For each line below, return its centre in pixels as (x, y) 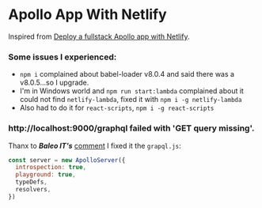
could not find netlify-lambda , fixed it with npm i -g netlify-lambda (131, 100)
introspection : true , (51, 168)
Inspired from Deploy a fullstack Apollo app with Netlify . (99, 36)
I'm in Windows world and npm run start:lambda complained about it (131, 91)
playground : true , (46, 175)
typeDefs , (31, 182)
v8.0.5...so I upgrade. (54, 83)
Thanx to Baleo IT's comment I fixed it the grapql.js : (95, 146)
